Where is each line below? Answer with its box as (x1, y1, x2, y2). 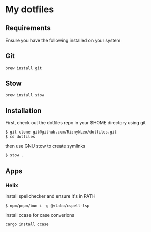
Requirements (5, 24, 51, 32)
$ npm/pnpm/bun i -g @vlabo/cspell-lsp (5, 203, 90, 209)
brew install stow (5, 92, 44, 97)
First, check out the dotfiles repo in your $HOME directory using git (5, 120, 146, 126)
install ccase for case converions (5, 212, 75, 218)
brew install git (5, 65, 42, 71)
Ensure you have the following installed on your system (5, 37, 121, 43)
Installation (5, 107, 42, 115)
